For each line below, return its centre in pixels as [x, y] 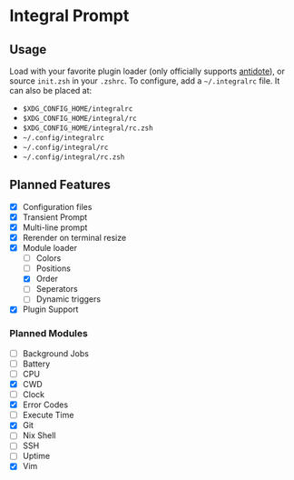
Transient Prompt [55, 217]
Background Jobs [55, 353]
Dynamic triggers [69, 299]
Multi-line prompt [55, 227]
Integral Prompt [69, 16]
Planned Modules [49, 334]
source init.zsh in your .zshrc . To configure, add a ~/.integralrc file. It [145, 81]
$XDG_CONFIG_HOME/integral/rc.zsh [88, 128]
